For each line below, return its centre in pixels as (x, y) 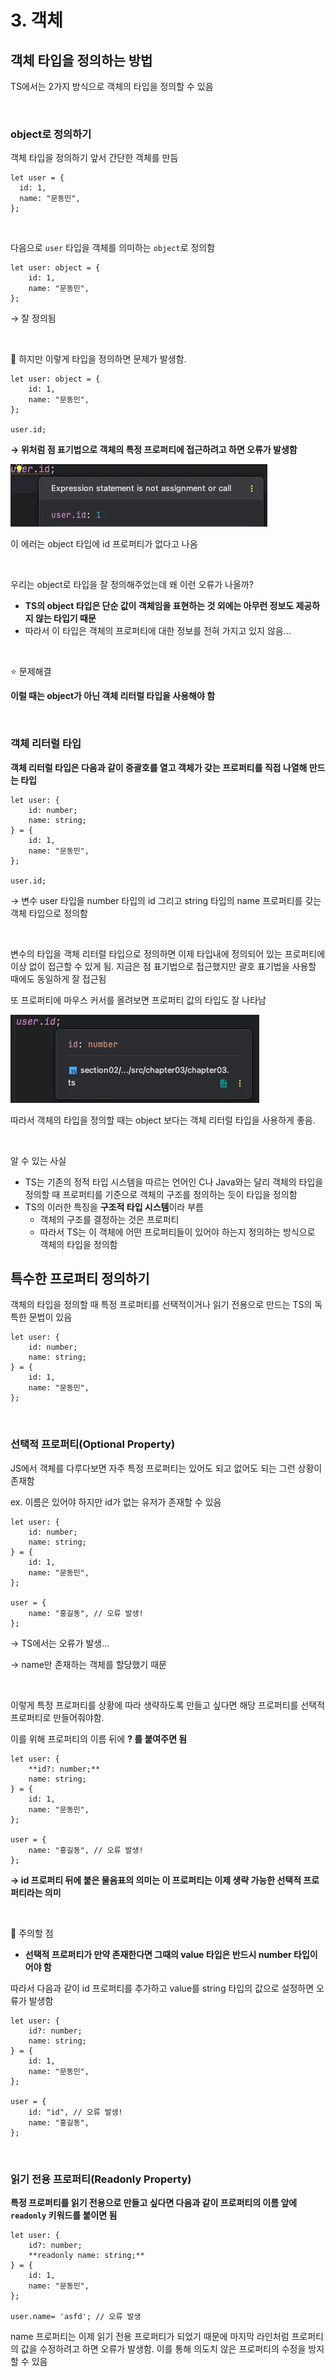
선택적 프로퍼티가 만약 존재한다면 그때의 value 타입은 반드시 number (158, 1954)
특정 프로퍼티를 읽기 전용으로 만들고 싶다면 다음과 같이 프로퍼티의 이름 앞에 (154, 2202)
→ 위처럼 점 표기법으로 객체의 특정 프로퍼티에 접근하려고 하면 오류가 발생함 (154, 450)
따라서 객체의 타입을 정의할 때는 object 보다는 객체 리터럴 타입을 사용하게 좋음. (163, 1120)
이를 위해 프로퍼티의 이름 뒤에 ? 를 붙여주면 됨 (99, 1738)
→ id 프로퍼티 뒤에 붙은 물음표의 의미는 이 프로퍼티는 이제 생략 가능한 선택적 (156, 1880)
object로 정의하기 (51, 134)
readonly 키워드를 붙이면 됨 (64, 2215)
